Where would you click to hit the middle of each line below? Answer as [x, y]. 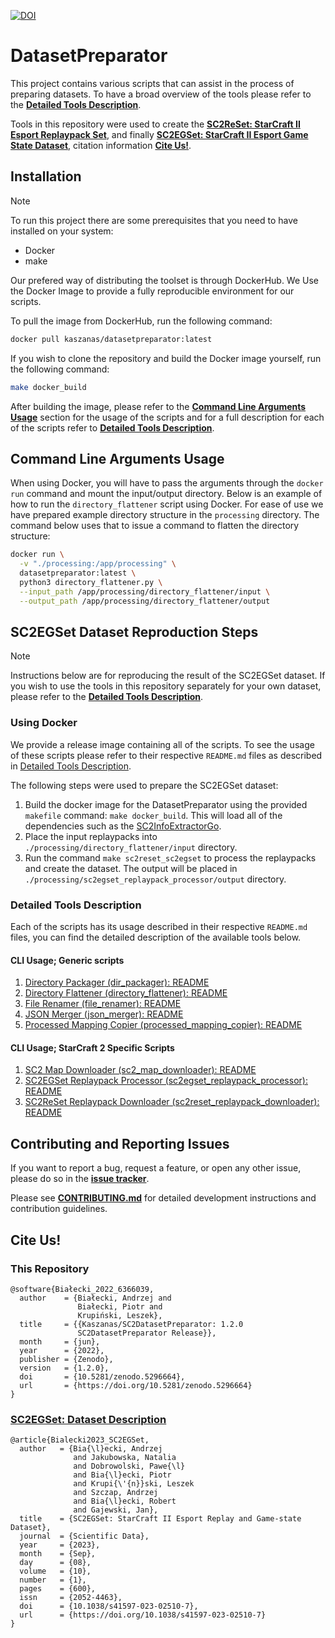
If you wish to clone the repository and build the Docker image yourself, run [166, 358]
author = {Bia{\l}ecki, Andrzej [91, 1449]
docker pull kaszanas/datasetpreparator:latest [111, 339]
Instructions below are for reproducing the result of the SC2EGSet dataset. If [168, 676]
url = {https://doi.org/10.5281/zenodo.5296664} [136, 1385]
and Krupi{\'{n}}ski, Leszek [134, 1484]
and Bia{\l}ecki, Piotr [122, 1475]
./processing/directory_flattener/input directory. [131, 847]
